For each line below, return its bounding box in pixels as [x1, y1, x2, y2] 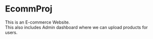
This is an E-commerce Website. [5, 19, 70, 25]
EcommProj [5, 3, 52, 14]
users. [5, 29, 18, 35]
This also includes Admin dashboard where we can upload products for [5, 24, 148, 30]
